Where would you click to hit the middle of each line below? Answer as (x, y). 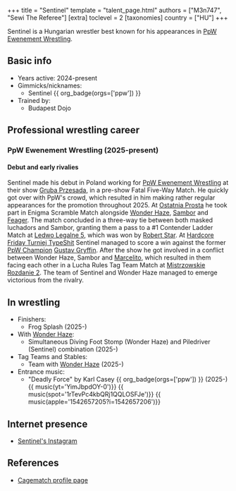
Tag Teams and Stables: (52, 357)
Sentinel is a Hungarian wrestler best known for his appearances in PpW (112, 31)
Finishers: (32, 320)
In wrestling (34, 302)
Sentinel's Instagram (47, 441)
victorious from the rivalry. (46, 280)
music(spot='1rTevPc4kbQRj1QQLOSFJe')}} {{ (94, 394)
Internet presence (48, 424)
